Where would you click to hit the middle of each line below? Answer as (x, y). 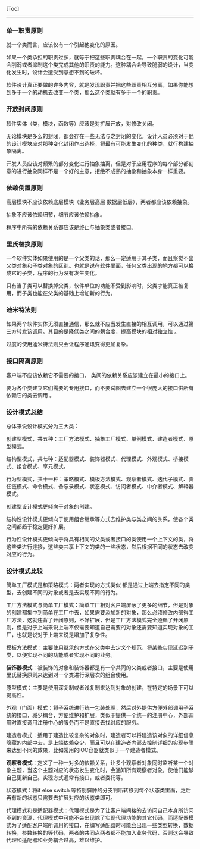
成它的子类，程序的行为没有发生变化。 (53, 273)
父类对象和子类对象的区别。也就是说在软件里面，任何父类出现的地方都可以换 (100, 266)
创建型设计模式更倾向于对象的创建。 (51, 507)
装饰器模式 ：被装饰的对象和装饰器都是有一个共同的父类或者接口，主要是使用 (100, 668)
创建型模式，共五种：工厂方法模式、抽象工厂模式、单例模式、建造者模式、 (97, 439)
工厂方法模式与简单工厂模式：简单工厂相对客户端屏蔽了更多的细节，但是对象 (100, 605)
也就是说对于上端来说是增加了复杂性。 (63, 635)
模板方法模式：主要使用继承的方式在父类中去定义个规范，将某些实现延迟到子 (100, 647)
